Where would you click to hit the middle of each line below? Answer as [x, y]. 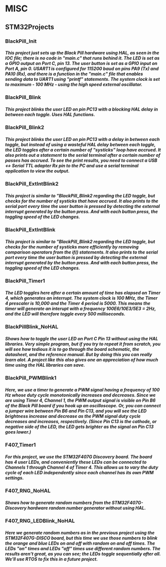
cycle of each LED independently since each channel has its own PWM [80, 472]
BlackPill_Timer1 [25, 281]
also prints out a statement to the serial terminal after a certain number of [83, 155]
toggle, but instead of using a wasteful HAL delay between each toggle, [80, 145]
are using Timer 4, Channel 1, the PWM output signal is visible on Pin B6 [80, 400]
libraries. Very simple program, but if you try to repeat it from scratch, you [83, 344]
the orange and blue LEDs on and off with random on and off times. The [80, 543]
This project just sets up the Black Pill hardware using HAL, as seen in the [82, 53]
